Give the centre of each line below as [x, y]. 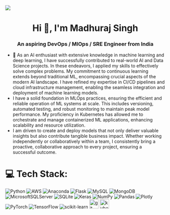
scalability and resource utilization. [49, 125]
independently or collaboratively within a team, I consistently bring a [84, 141]
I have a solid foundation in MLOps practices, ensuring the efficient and [87, 98]
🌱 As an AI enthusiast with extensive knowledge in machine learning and [88, 55]
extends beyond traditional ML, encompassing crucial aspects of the [84, 77]
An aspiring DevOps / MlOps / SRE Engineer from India [85, 44]
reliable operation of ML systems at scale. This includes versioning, [83, 104]
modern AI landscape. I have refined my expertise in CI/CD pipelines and [89, 82]
